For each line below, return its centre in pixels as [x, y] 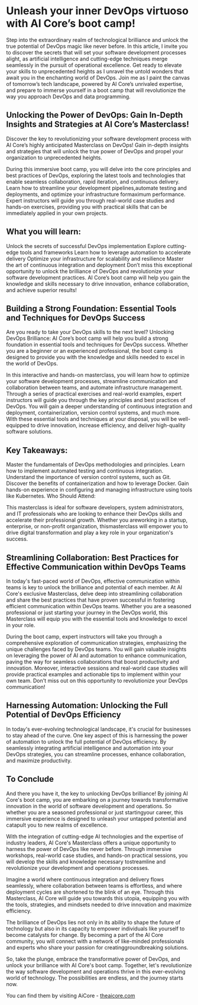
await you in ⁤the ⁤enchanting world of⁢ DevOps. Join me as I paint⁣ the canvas [98, 78]
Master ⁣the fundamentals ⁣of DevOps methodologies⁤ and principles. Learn [95, 465]
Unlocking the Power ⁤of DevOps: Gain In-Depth [95, 115]
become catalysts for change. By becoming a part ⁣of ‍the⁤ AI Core [85, 935]
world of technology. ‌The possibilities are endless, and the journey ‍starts [95, 978]
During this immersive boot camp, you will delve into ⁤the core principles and [98, 169]
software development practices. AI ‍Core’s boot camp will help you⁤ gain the [98, 277]
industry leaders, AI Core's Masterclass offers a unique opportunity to [91, 843]
